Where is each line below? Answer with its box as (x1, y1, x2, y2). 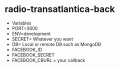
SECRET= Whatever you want (11, 36, 73, 42)
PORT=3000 (11, 25, 38, 31)
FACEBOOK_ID (11, 46, 42, 52)
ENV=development (11, 30, 51, 36)
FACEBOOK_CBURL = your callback (11, 57, 85, 63)
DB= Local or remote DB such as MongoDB (11, 41, 101, 47)
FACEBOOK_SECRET (11, 51, 55, 58)
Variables (11, 20, 31, 26)
